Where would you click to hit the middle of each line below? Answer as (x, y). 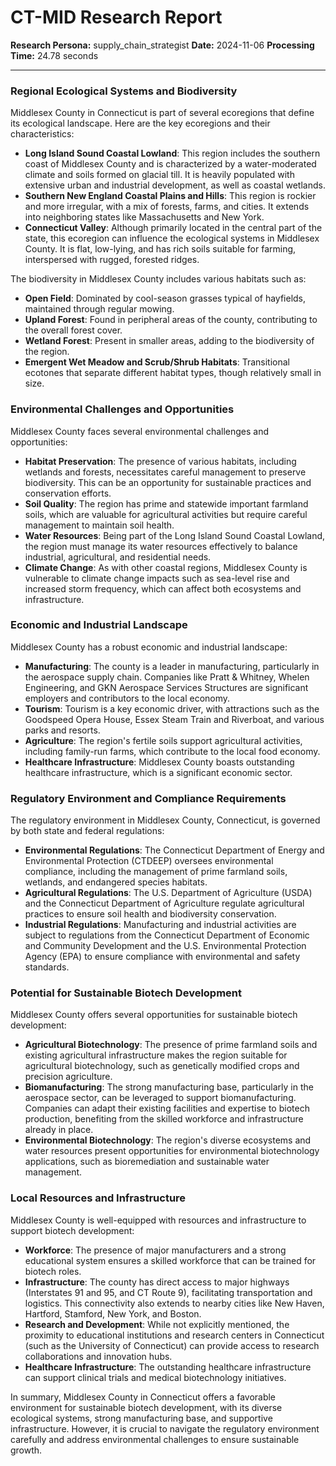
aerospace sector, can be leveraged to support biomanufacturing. (160, 1098)
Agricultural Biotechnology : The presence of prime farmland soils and (171, 1045)
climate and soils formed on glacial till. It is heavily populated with (159, 175)
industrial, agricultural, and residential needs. (118, 557)
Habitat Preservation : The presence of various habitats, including (160, 461)
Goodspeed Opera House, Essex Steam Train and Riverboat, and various (174, 719)
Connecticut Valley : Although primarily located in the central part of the (173, 228)
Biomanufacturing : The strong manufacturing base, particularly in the (169, 1087)
